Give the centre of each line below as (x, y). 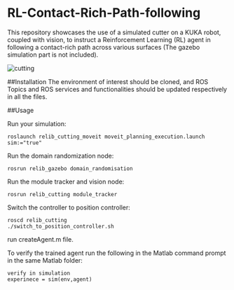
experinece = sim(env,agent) (50, 279)
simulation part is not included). (53, 55)
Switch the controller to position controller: (69, 207)
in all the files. (27, 97)
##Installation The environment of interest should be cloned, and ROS (108, 81)
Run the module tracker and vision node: (66, 181)
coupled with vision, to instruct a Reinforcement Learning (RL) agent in (109, 39)
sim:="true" (25, 143)
